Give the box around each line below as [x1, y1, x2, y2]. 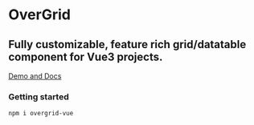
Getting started [8, 91, 70, 102]
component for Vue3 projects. [8, 50, 163, 63]
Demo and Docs [8, 71, 62, 81]
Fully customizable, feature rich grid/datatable [8, 38, 247, 51]
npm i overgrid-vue [8, 110, 74, 118]
